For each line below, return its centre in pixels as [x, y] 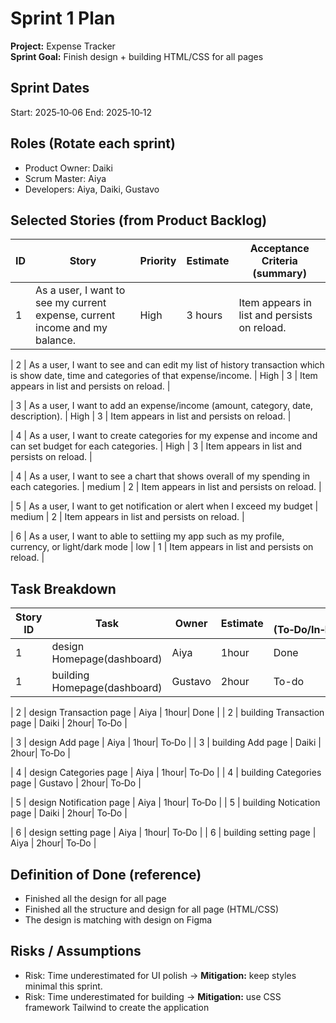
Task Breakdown [63, 588]
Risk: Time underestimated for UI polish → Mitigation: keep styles [160, 975]
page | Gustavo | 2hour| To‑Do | [76, 783]
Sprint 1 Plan [63, 18]
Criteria [279, 261]
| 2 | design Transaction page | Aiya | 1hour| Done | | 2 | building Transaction [167, 713]
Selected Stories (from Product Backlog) [139, 220]
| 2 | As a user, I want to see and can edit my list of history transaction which [167, 365]
